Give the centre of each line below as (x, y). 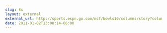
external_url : (20, 18)
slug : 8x (14, 9)
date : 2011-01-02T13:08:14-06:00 (40, 23)
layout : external (23, 14)
